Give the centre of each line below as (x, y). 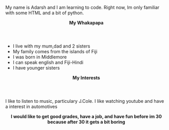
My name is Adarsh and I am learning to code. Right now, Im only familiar (82, 7)
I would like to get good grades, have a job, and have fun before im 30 (86, 116)
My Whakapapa (86, 23)
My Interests (86, 78)
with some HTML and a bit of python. (45, 13)
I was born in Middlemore (40, 57)
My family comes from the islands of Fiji (55, 51)
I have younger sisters (36, 68)
